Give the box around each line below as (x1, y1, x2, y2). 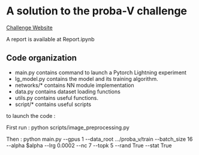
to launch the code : (6, 112, 56, 119)
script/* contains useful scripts (14, 101, 92, 108)
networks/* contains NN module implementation (14, 81, 134, 89)
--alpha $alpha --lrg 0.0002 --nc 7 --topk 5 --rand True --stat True (6, 142, 172, 149)
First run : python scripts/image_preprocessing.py (6, 124, 130, 131)
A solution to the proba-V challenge (6, 4, 188, 18)
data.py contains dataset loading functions (14, 88, 121, 95)
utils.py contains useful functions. (14, 94, 99, 101)
